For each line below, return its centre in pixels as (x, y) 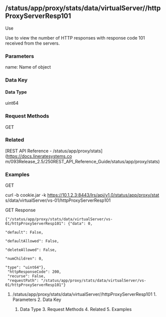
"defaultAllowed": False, (32, 241)
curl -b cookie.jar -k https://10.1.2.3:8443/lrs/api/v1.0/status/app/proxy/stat (82, 195)
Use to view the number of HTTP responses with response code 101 (75, 38)
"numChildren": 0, (24, 259)
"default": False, (24, 232)
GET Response (20, 210)
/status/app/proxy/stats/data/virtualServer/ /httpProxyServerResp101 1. (84, 294)
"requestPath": (23, 281)
